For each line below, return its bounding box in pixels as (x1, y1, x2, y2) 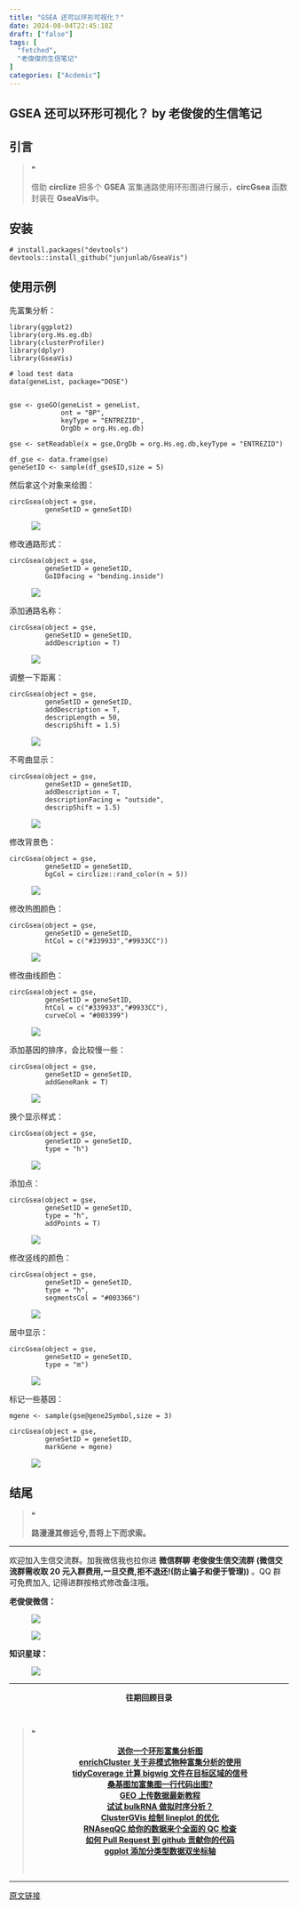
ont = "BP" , (60, 408, 105, 417)
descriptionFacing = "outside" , (44, 795, 165, 804)
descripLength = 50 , (44, 713, 122, 721)
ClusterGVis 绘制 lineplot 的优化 (100, 1812, 220, 1824)
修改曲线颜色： (9, 970, 64, 980)
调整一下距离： (9, 672, 64, 682)
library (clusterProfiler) (9, 338, 105, 347)
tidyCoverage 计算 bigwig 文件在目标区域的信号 (72, 1768, 248, 1779)
